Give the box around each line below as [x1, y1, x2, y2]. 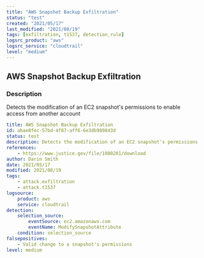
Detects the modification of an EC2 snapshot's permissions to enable [6, 103, 181, 111]
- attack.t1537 [17, 185, 56, 191]
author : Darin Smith [6, 156, 59, 162]
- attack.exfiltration [17, 179, 75, 185]
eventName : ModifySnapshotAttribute [28, 224, 122, 230]
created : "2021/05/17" [6, 20, 64, 26]
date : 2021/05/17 [6, 161, 51, 168]
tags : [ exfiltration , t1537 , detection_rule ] [6, 32, 124, 38]
